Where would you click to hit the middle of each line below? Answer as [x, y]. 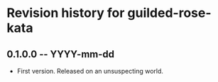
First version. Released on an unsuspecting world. [90, 71]
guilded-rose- [169, 13]
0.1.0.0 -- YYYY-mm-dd [61, 54]
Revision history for [66, 13]
